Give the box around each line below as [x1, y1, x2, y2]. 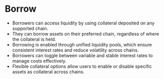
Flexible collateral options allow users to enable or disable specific [12, 63, 152, 69]
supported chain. [12, 25, 49, 31]
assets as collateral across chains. [12, 68, 85, 74]
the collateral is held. [12, 36, 57, 42]
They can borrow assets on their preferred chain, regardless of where [12, 31, 159, 37]
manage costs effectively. [12, 58, 67, 64]
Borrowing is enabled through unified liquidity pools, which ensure [12, 41, 152, 47]
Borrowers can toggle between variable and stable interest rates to [12, 52, 153, 59]
